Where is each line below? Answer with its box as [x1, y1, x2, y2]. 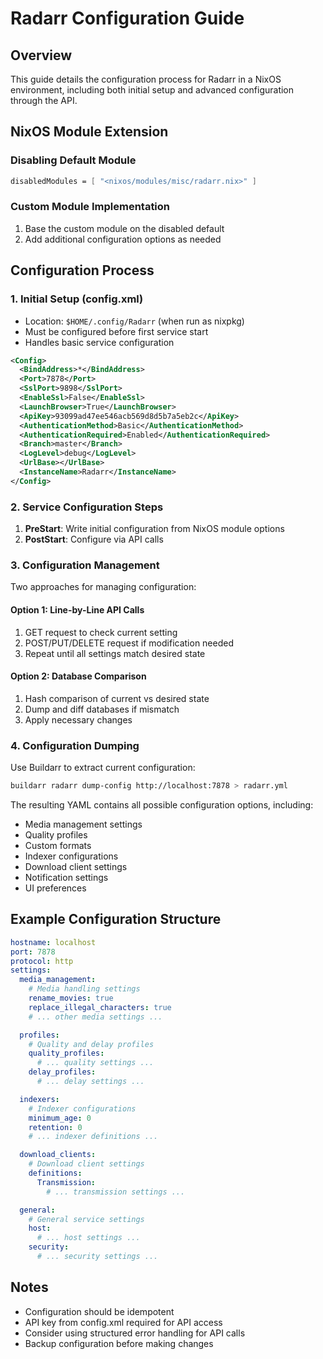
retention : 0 [28, 1122, 83, 1132]
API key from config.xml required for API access [24, 1316, 223, 1328]
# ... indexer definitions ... [28, 1132, 159, 1142]
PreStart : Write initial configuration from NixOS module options [24, 523, 285, 535]
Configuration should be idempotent [24, 1305, 175, 1317]
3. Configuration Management [10, 558, 160, 572]
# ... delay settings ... [36, 1077, 145, 1087]
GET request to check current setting [24, 626, 178, 638]
